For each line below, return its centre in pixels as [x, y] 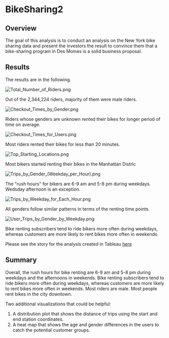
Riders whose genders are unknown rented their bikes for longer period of [83, 119]
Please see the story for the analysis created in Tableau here [69, 244]
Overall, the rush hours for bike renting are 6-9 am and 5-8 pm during [78, 272]
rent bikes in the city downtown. [39, 294]
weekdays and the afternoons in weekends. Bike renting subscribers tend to [85, 278]
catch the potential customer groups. [51, 330]
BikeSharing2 [34, 9]
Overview [21, 28]
